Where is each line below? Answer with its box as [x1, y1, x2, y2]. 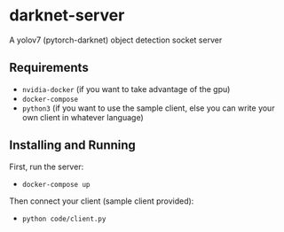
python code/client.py [21, 214, 106, 223]
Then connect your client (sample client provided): [9, 196, 194, 206]
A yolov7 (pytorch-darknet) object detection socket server [9, 35, 223, 45]
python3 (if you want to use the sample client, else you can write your [21, 103, 275, 113]
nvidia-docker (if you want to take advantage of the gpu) [21, 83, 231, 94]
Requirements [9, 60, 89, 75]
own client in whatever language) [21, 112, 144, 122]
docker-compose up [21, 180, 91, 189]
